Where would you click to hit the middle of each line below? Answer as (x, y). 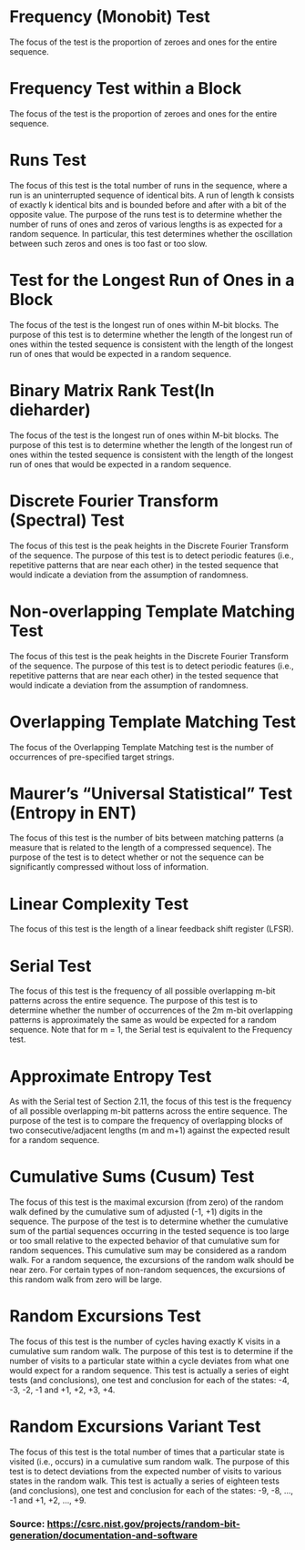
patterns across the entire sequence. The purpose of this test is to (133, 1001)
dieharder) (50, 409)
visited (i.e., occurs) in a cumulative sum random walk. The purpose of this (149, 1462)
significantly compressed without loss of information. (109, 867)
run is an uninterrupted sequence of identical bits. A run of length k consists (152, 195)
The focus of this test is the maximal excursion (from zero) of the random (147, 1202)
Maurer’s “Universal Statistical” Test (151, 793)
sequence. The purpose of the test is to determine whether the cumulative (149, 1221)
